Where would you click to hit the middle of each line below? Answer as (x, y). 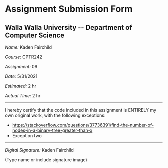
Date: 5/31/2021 (21, 76)
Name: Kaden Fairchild (29, 47)
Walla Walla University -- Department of (69, 28)
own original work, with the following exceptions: (55, 115)
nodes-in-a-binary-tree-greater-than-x (52, 130)
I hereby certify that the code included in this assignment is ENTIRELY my (81, 110)
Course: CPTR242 (24, 57)
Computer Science (35, 35)
